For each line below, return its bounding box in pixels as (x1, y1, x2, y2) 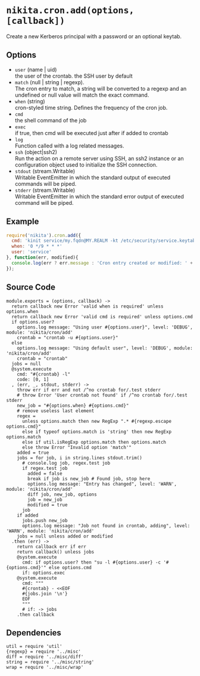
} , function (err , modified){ (6, 254, 79, 261)
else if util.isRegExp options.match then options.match (21, 439, 167, 445)
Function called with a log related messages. (14, 142, 124, 149)
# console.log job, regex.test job (21, 460, 111, 466)
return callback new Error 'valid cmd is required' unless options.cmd (11, 314, 193, 319)
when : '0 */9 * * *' (11, 244, 62, 250)
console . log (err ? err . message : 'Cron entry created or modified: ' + (11, 260, 193, 266)
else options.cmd (48, 564, 92, 570)
